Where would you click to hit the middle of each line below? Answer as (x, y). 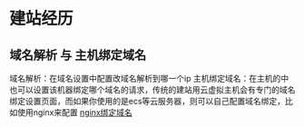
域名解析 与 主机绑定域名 (78, 55)
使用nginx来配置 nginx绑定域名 (75, 112)
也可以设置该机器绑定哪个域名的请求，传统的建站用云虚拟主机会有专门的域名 (152, 90)
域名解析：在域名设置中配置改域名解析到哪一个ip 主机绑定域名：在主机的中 (149, 78)
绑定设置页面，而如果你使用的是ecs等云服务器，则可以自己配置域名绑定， (147, 101)
